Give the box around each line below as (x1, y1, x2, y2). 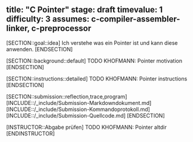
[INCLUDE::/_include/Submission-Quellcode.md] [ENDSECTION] (6, 112, 166, 119)
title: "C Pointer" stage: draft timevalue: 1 (6, 5, 163, 15)
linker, (6, 23, 30, 33)
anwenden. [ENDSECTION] (6, 45, 73, 53)
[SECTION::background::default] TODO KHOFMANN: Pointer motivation (6, 57, 182, 64)
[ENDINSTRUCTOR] (6, 129, 55, 137)
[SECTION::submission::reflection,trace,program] (6, 92, 127, 100)
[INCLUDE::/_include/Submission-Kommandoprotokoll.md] (6, 106, 151, 113)
